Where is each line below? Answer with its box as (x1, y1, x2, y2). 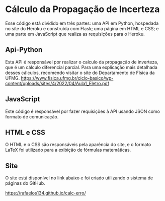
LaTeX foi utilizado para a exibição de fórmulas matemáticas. (5, 147, 131, 153)
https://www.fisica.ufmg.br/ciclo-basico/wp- (21, 75, 114, 81)
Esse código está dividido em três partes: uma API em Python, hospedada (5, 20, 159, 26)
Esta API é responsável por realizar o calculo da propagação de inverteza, (5, 59, 158, 65)
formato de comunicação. (5, 113, 59, 119)
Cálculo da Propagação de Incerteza (5, 4, 160, 15)
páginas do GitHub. (5, 180, 45, 186)
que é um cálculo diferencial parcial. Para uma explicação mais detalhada (5, 64, 157, 70)
